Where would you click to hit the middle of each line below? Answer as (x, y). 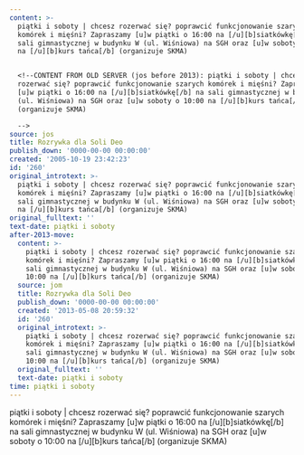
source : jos (32, 134)
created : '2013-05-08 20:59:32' (79, 310)
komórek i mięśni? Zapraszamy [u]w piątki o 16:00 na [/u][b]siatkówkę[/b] (147, 422)
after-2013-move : (42, 235)
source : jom (40, 286)
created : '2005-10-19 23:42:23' (70, 159)
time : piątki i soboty (52, 386)
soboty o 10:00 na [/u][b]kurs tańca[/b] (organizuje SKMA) (119, 441)
